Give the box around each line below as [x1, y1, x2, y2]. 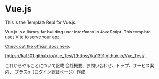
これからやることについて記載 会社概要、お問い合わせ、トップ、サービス [5, 63, 150, 68]
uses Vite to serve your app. [5, 34, 61, 40]
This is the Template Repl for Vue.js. [5, 19, 77, 25]
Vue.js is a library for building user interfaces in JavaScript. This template [5, 29, 151, 34]
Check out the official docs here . [5, 43, 70, 49]
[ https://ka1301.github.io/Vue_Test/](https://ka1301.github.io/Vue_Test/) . [5, 52, 147, 59]
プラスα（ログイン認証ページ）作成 [14, 69, 86, 75]
